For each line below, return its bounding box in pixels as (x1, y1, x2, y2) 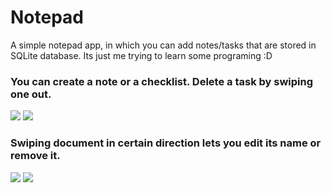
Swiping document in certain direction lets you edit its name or (10, 136, 322, 150)
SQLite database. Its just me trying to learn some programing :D (10, 49, 273, 61)
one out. (10, 87, 52, 101)
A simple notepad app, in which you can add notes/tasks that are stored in (10, 39, 317, 51)
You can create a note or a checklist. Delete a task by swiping (10, 74, 314, 88)
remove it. (10, 149, 61, 163)
